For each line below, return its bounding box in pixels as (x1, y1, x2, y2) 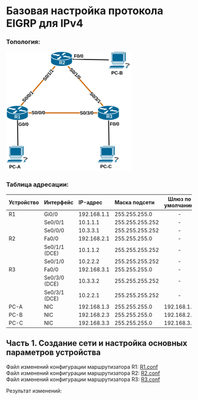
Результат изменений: (6, 387, 62, 394)
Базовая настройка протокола (6, 4, 164, 18)
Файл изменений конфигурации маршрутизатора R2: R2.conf (6, 369, 160, 376)
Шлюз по (167, 196, 192, 203)
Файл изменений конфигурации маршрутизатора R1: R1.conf (6, 363, 158, 370)
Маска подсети (114, 199, 155, 206)
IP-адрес (78, 199, 103, 206)
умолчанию (164, 202, 196, 209)
